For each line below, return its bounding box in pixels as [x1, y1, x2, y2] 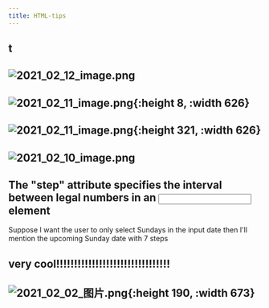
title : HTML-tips [8, 11, 67, 20]
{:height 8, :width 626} [132, 96, 251, 109]
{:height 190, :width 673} [127, 286, 255, 300]
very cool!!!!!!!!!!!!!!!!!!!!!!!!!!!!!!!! [8, 257, 171, 270]
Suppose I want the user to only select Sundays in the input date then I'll [8, 225, 247, 235]
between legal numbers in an [8, 191, 157, 204]
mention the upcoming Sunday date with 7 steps [8, 234, 169, 244]
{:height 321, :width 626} [132, 124, 262, 138]
